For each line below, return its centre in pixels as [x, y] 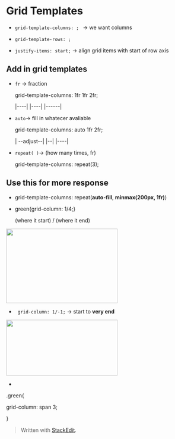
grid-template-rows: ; [43, 39]
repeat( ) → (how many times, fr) [55, 152]
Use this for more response [57, 183]
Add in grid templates [47, 69]
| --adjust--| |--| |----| [42, 141]
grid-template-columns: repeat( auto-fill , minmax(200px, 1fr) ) [91, 197]
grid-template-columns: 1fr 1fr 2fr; [56, 95]
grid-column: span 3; [32, 407]
